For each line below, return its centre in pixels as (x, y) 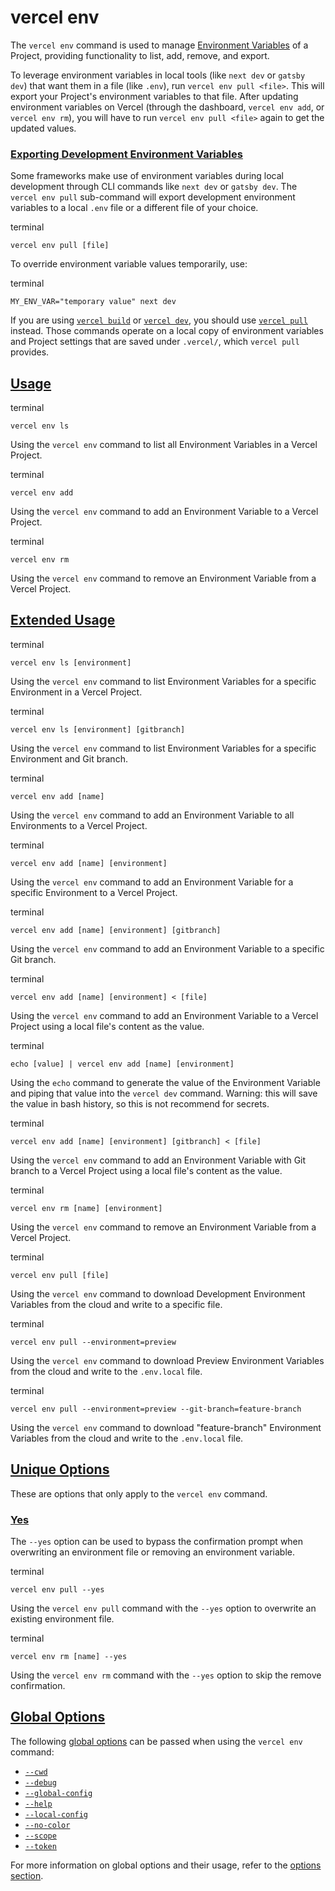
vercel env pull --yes (57, 1589)
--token (40, 1846)
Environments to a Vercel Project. (79, 825)
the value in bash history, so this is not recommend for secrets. (140, 1103)
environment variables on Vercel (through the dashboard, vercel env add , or (167, 107)
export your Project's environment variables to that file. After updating (154, 96)
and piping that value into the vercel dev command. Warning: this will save (164, 1093)
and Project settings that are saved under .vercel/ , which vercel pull (155, 342)
